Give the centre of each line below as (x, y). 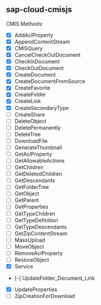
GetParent (27, 200)
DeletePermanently (38, 128)
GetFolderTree (32, 187)
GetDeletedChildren (38, 174)
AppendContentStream (42, 42)
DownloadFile (31, 140)
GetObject (27, 194)
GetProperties (31, 207)
